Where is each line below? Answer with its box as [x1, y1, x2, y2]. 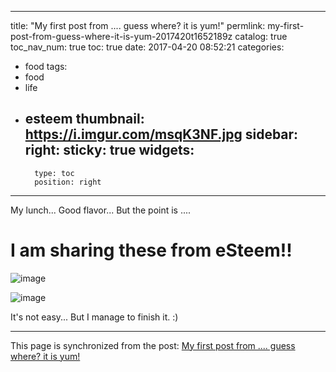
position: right [34, 177, 102, 187]
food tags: [24, 61, 68, 72]
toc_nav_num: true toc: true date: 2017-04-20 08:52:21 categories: [10, 41, 285, 53]
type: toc [34, 168, 75, 178]
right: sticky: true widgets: [24, 142, 195, 159]
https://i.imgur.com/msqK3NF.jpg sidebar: [24, 126, 299, 143]
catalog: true [234, 31, 288, 42]
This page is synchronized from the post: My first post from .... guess [10, 339, 296, 351]
